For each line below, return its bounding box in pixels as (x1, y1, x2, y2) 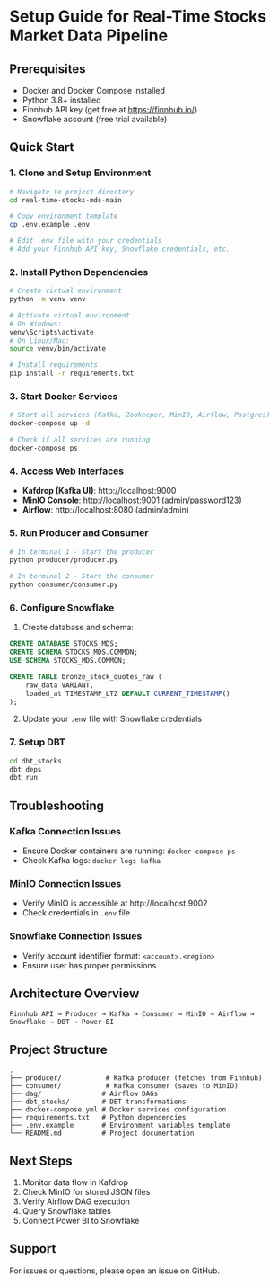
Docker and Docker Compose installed (22, 85, 166, 95)
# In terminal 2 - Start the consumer (9, 572, 154, 581)
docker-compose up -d (9, 419, 91, 428)
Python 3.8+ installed (22, 94, 101, 105)
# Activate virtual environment (9, 310, 130, 320)
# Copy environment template (9, 211, 118, 221)
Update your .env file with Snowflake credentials (22, 713, 203, 725)
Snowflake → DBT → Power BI (9, 1018, 115, 1027)
